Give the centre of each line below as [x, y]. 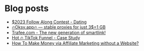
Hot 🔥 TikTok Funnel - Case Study [46, 37]
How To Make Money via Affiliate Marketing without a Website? [75, 43]
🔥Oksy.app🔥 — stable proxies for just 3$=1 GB [59, 27]
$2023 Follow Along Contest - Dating [49, 22]
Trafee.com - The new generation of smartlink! [59, 33]
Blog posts [27, 8]
